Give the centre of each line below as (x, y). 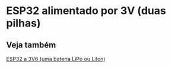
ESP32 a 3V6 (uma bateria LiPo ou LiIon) (56, 59)
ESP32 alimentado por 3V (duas (86, 11)
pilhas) (23, 23)
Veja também (31, 45)
